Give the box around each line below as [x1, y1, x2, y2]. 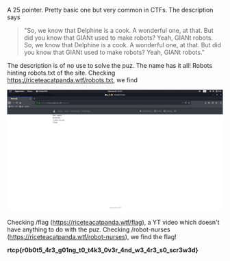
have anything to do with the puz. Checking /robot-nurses [7, 225, 170, 234]
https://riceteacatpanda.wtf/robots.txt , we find [7, 76, 138, 84]
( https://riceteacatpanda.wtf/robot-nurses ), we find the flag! [7, 232, 177, 240]
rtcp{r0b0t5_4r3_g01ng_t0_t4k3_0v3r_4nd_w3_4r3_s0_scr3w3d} [7, 246, 199, 254]
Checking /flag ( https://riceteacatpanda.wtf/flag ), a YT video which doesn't [7, 218, 220, 226]
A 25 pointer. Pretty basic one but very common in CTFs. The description [7, 6, 214, 14]
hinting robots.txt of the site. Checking [7, 69, 116, 77]
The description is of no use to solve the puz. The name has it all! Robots [7, 62, 213, 69]
